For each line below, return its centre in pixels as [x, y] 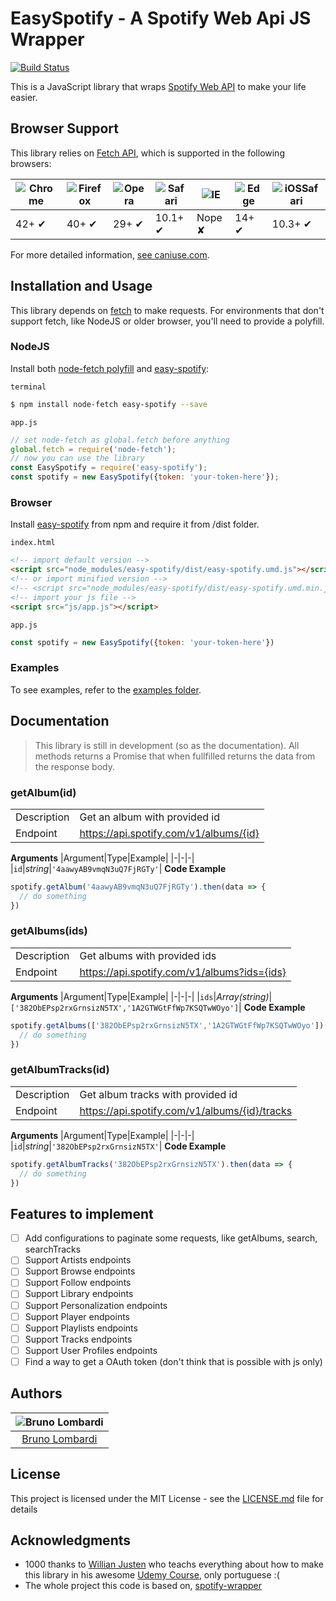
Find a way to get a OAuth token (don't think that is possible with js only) [173, 1361]
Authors [36, 1393]
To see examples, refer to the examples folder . [106, 689]
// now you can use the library [77, 458]
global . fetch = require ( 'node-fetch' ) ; [93, 449]
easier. [24, 97]
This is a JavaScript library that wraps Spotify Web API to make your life [158, 86]
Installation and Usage [81, 286]
